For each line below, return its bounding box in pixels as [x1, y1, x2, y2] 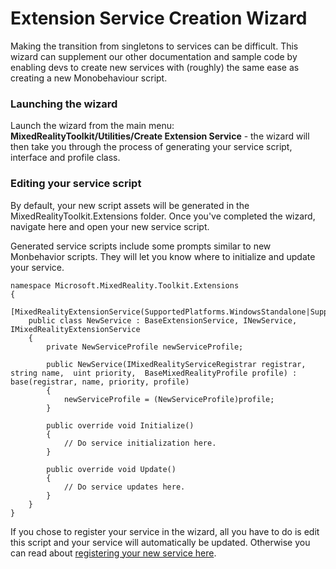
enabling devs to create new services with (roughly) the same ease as [10, 61, 300, 73]
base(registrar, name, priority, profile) [10, 377, 190, 387]
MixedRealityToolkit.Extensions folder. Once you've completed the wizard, [10, 210, 316, 222]
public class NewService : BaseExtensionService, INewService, [28, 315, 298, 326]
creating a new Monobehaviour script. [10, 72, 168, 84]
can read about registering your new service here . [10, 547, 217, 559]
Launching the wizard [10, 97, 118, 111]
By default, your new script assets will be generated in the [10, 199, 250, 211]
